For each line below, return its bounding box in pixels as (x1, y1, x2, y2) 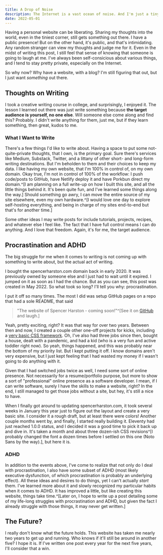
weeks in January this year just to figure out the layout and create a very (5, 408, 150, 414)
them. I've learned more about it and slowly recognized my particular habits (5, 483, 156, 489)
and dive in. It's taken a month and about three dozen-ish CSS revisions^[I (5, 428, 153, 434)
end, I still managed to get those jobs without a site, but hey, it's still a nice (5, 388, 154, 394)
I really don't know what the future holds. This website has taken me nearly (5, 530, 155, 536)
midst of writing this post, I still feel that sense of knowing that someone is (5, 50, 154, 56)
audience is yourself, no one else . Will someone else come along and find (5, 112, 154, 118)
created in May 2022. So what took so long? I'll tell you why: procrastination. (5, 284, 158, 290)
